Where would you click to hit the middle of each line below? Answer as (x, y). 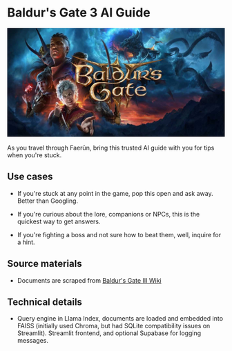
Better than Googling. (47, 201)
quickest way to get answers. (59, 221)
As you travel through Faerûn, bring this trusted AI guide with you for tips (111, 148)
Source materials (45, 264)
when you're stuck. (35, 155)
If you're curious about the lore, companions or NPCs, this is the (108, 214)
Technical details (45, 302)
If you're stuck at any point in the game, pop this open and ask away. (115, 193)
